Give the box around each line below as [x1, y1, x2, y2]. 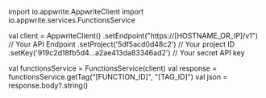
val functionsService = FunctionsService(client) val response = [8, 63, 218, 73]
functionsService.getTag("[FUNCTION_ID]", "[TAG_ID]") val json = [8, 72, 228, 81]
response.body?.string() [8, 80, 89, 90]
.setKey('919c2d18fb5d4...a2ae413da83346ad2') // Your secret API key [8, 48, 245, 57]
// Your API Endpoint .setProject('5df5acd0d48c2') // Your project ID [8, 39, 235, 49]
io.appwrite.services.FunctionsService [8, 15, 135, 25]
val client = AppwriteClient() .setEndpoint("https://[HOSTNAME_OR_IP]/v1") [8, 31, 259, 40]
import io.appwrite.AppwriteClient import [8, 7, 144, 16]
